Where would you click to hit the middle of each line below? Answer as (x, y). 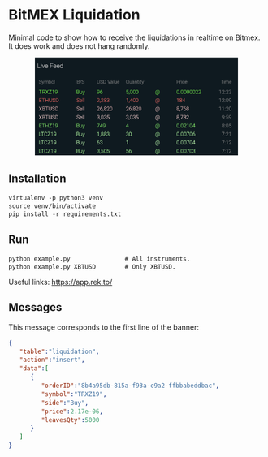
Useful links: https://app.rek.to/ (61, 282)
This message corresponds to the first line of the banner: (104, 327)
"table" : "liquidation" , (59, 351)
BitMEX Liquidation (74, 15)
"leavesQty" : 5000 (70, 420)
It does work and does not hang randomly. (79, 45)
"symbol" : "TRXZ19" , (74, 394)
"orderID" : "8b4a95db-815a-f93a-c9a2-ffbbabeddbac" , (130, 386)
